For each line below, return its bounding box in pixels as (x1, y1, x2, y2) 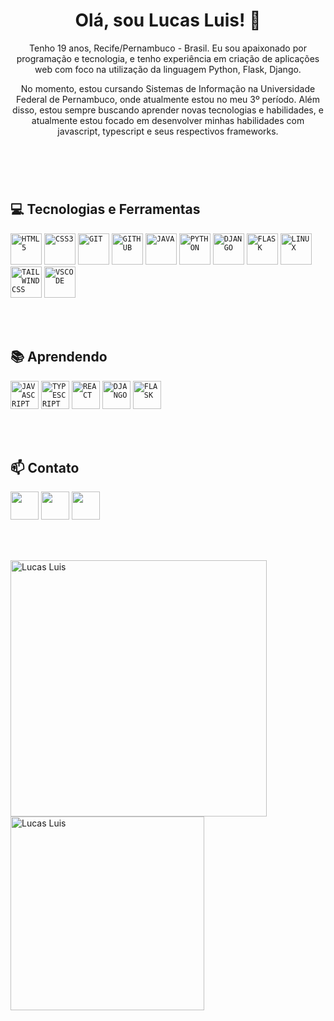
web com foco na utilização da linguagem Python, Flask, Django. (34, 63, 302, 75)
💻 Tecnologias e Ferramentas (10, 201, 201, 218)
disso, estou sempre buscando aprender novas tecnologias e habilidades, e (12, 104, 324, 116)
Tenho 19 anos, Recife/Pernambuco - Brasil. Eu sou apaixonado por (29, 42, 307, 54)
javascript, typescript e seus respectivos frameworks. (57, 125, 279, 137)
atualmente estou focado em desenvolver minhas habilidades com (31, 114, 305, 126)
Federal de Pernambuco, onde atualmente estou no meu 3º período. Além (16, 93, 320, 105)
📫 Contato (10, 459, 80, 476)
